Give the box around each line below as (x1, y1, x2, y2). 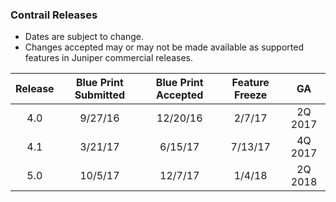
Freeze (234, 88, 268, 102)
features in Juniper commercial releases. (24, 52, 194, 64)
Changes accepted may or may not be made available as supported (24, 41, 305, 53)
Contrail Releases (10, 8, 98, 22)
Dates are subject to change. (24, 31, 144, 43)
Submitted (74, 88, 126, 102)
